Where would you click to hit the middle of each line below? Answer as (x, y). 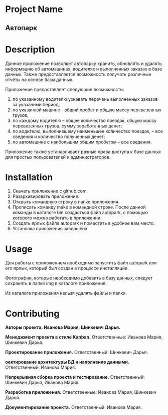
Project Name (34, 9)
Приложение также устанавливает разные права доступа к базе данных (83, 152)
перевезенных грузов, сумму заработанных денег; (67, 126)
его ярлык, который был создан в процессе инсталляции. (67, 268)
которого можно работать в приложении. (57, 218)
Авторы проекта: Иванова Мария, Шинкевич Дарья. (63, 327)
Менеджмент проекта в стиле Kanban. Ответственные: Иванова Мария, (84, 337)
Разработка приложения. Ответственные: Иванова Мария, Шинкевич (81, 392)
